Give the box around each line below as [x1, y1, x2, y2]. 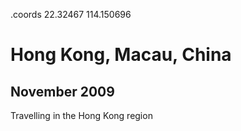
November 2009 [10, 83, 115, 100]
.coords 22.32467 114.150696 [10, 9, 132, 20]
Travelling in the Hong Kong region [10, 110, 153, 121]
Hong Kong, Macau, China [10, 44, 232, 66]
